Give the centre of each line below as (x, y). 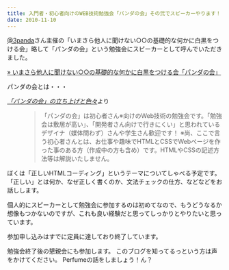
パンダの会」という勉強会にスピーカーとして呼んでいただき (138, 49)
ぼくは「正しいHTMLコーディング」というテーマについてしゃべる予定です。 (114, 173)
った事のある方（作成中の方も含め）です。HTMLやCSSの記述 (127, 150)
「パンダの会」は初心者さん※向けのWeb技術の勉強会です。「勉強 (131, 115)
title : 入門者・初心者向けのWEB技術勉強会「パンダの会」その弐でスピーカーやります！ (114, 13)
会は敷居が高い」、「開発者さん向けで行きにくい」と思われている (131, 124)
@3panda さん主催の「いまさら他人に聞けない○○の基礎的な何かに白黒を (110, 40)
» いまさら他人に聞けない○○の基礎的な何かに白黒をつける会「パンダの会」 (114, 72)
